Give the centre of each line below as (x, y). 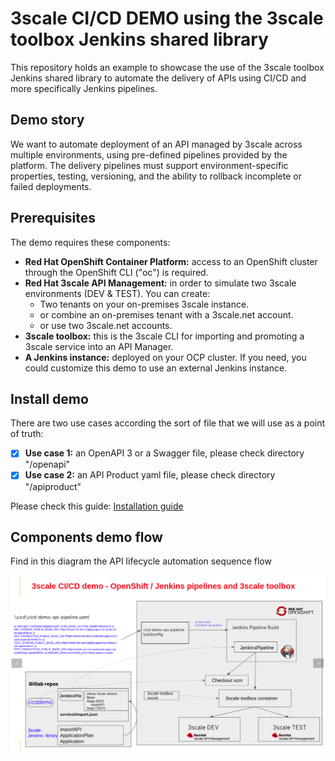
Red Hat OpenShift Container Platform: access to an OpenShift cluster (171, 261)
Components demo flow (86, 537)
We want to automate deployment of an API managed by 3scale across (156, 144)
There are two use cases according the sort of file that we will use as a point (168, 423)
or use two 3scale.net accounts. (106, 325)
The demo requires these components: (90, 242)
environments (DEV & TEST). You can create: (117, 293)
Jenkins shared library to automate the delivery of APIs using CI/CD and (158, 78)
